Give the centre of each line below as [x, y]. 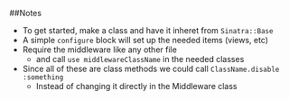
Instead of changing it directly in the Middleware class [136, 86]
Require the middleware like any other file [100, 50]
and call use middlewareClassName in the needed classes [140, 59]
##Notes [26, 13]
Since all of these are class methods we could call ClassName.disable [151, 68]
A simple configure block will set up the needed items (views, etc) [145, 40]
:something [43, 77]
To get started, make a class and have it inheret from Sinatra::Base [148, 30]
